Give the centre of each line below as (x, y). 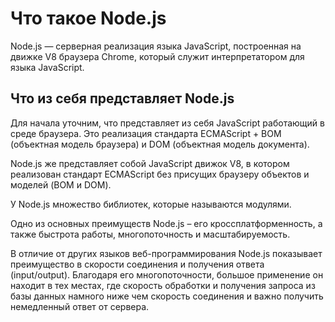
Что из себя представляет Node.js (122, 98)
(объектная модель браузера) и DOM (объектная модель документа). (160, 144)
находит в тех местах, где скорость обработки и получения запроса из (163, 285)
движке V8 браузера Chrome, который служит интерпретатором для (157, 56)
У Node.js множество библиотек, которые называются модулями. (151, 204)
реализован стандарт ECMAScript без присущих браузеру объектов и (160, 174)
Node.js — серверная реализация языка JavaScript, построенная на (156, 46)
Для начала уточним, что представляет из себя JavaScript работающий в (167, 123)
